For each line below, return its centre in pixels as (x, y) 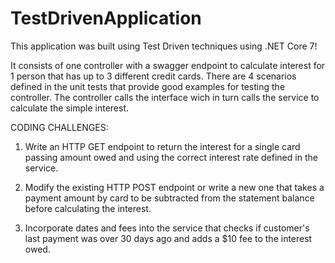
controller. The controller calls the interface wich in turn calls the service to (165, 97)
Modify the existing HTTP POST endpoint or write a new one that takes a (174, 187)
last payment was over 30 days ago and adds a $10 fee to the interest (168, 238)
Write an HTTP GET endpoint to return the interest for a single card (162, 146)
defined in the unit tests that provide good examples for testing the (148, 86)
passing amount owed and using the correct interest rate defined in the (171, 157)
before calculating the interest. (88, 208)
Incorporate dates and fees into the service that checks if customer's (167, 228)
